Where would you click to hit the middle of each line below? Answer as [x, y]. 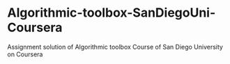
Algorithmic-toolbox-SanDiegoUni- [112, 13]
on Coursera [25, 54]
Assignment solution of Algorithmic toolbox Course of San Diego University [115, 47]
